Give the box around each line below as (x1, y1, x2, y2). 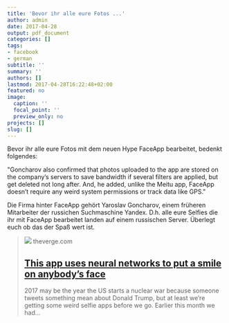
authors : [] (7, 74, 42, 82)
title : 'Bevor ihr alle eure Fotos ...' (7, 10, 126, 17)
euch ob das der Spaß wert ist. (7, 223, 95, 232)
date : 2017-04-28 (7, 23, 57, 30)
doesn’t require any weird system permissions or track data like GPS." (7, 187, 206, 196)
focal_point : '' (13, 107, 60, 113)
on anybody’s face (24, 268, 106, 280)
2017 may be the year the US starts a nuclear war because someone (24, 286, 219, 295)
